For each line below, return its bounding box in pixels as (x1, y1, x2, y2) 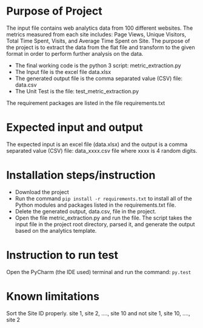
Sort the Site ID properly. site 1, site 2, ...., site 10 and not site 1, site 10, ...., (6, 309, 191, 316)
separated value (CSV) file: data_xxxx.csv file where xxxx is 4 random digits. (6, 147, 198, 154)
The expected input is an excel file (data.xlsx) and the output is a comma (6, 141, 188, 148)
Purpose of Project (6, 4, 102, 18)
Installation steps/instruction (6, 169, 156, 182)
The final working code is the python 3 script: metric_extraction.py (15, 62, 182, 69)
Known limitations (6, 289, 100, 303)
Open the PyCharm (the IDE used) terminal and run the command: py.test (6, 268, 191, 275)
